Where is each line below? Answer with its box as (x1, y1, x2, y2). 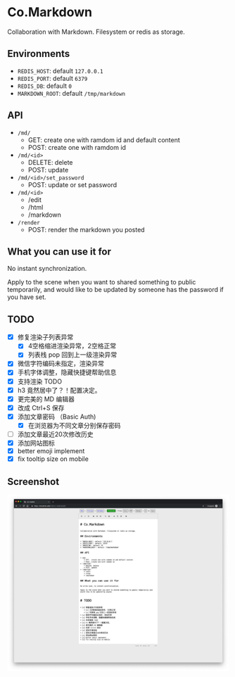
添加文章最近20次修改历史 (17, 430, 94, 438)
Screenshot (7, 476, 60, 488)
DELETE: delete (27, 158, 73, 166)
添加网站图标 (17, 438, 55, 447)
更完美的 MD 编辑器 (17, 395, 75, 403)
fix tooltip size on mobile (17, 455, 89, 463)
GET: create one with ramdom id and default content (27, 135, 181, 144)
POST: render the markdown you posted (27, 225, 146, 234)
